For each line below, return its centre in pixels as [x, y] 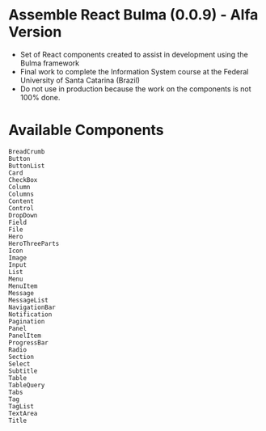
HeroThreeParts [34, 243]
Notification [30, 314]
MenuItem [23, 286]
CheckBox [23, 180]
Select [19, 364]
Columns [21, 194]
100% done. [40, 97]
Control [21, 208]
